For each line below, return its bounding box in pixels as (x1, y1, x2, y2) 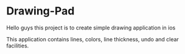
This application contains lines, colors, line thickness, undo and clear (6, 35, 180, 43)
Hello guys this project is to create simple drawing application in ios (6, 24, 176, 31)
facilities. (6, 42, 29, 49)
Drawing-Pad (6, 4, 75, 18)
